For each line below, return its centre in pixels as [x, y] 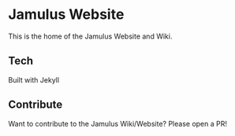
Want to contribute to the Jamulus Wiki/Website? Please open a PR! [117, 123]
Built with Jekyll [34, 79]
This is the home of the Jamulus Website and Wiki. [90, 36]
